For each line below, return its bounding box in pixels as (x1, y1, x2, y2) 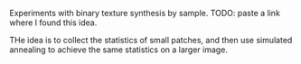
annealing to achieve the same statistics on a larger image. (9, 44, 229, 55)
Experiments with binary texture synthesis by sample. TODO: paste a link (9, 8, 280, 18)
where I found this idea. (9, 17, 98, 28)
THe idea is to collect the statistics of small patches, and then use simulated (9, 35, 293, 45)
